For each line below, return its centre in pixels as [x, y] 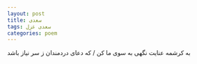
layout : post [26, 14]
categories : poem [32, 33]
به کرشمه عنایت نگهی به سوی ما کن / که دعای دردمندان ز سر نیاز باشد [99, 53]
